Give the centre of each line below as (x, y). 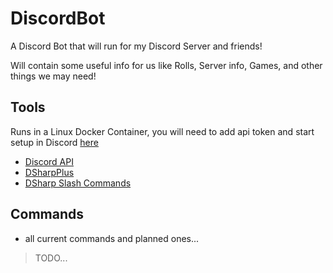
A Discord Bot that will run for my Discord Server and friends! (136, 46)
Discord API (49, 161)
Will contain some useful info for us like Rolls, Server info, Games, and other (166, 65)
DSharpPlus (49, 172)
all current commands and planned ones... (112, 238)
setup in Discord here (54, 142)
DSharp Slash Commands (78, 183)
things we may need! (53, 76)
